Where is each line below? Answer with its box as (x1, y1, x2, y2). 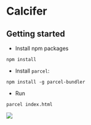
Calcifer (6, 4, 47, 18)
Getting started (6, 29, 66, 39)
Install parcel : (15, 67, 50, 74)
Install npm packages (15, 45, 69, 52)
